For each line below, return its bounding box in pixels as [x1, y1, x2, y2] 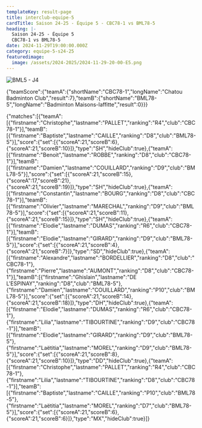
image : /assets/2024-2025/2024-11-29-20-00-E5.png [11, 59, 142, 65]
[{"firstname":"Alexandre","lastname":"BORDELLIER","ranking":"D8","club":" [6, 254, 195, 261]
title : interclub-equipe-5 [6, 15, 74, 21]
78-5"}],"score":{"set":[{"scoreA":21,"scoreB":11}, [6, 209, 129, 216]
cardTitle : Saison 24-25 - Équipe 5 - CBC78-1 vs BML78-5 [6, 20, 155, 26]
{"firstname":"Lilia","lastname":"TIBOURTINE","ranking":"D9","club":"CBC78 [6, 318, 195, 326]
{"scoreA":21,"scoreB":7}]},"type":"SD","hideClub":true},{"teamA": [6, 248, 171, 255]
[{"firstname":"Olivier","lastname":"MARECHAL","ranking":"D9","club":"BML [6, 202, 195, 209]
